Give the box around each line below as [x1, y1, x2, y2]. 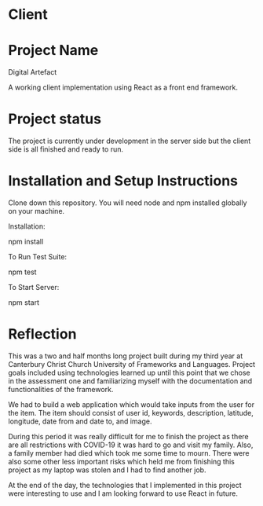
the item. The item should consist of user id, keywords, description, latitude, [8, 408, 254, 417]
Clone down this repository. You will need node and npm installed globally [8, 198, 247, 207]
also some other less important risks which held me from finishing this [8, 456, 236, 466]
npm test [8, 267, 37, 277]
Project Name [8, 42, 99, 60]
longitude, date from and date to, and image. [8, 416, 152, 426]
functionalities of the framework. [8, 384, 114, 394]
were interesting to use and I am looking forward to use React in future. [8, 489, 238, 498]
